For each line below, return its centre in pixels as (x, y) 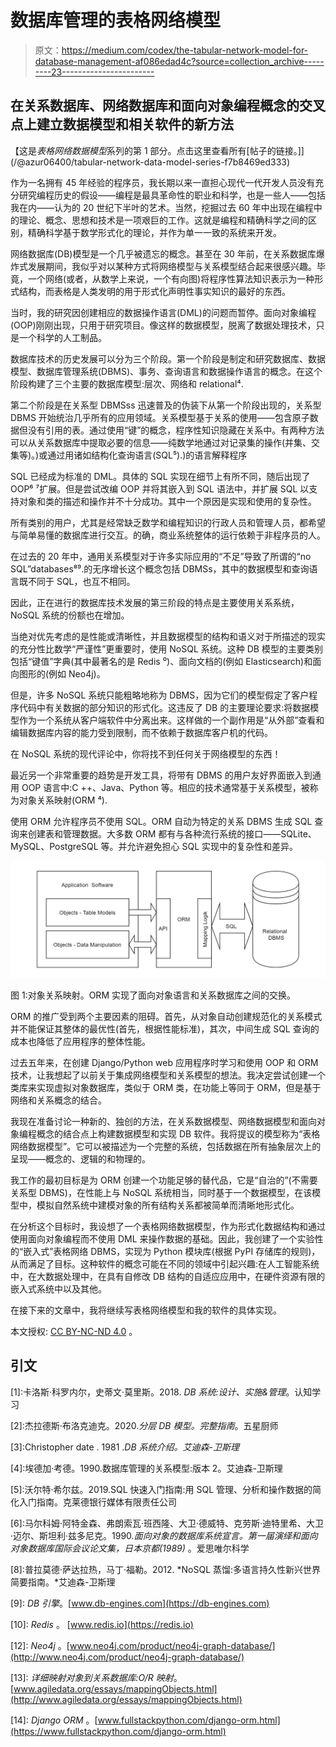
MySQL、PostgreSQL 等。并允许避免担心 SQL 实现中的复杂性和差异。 (154, 846)
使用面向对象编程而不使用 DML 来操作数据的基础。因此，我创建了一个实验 (162, 1238)
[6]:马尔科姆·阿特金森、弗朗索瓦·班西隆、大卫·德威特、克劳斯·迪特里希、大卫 (167, 1523)
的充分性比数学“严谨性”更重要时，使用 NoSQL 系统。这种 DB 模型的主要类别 (166, 648)
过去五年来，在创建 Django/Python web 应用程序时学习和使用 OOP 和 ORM (164, 1062)
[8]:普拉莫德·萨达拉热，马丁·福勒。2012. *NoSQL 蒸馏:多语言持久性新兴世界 (166, 1569)
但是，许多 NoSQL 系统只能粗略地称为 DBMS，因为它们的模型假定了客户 (160, 695)
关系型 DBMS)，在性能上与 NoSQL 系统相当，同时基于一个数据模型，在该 (161, 1192)
